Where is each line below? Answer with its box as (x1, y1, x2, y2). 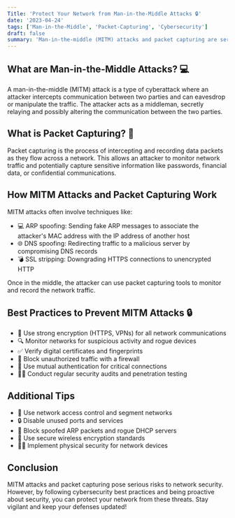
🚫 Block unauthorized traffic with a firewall (17, 355, 140, 363)
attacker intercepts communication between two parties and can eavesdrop (7, 92, 226, 101)
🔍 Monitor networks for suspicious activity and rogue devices (17, 337, 197, 345)
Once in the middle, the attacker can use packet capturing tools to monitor (7, 278, 222, 287)
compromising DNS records (17, 246, 98, 255)
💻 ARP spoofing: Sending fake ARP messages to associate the (17, 221, 199, 230)
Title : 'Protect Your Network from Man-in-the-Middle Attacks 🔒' (7, 10, 202, 17)
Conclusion (7, 461, 59, 473)
